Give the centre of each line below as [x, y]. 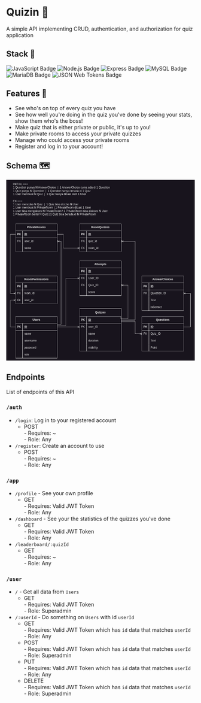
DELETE [33, 681]
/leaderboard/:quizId [42, 545]
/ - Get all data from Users [47, 592]
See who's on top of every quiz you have [65, 108]
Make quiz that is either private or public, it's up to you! [83, 127]
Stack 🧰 [21, 54]
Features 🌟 [27, 94]
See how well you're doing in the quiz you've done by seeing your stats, [103, 114]
